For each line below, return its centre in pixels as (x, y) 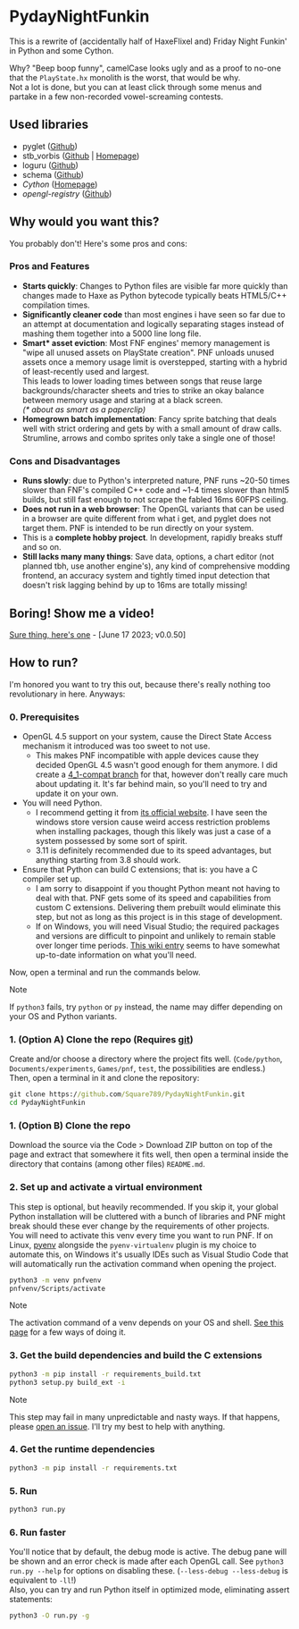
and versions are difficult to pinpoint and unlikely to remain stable (156, 936)
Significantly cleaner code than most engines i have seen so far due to (154, 314)
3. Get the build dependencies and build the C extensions (136, 1355)
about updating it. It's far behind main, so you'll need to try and (151, 784)
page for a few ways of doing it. (68, 1332)
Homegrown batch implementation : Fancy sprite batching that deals (149, 418)
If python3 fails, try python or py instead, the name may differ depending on (146, 1007)
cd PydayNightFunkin (48, 1103)
